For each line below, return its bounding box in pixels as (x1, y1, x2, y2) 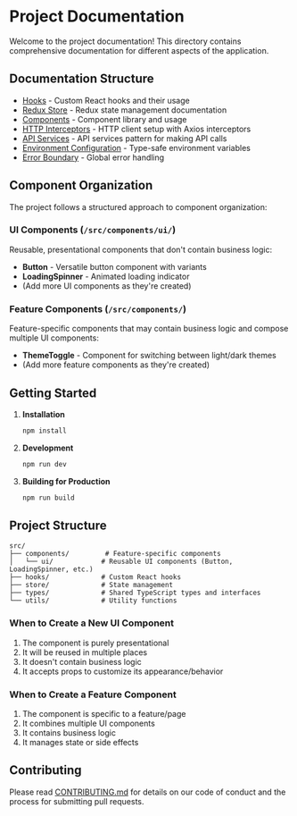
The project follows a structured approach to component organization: (9, 201, 268, 212)
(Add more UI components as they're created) (21, 280, 192, 291)
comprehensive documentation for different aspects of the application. (9, 45, 269, 55)
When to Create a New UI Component (9, 617, 175, 629)
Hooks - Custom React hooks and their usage (21, 95, 190, 105)
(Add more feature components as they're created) (21, 359, 210, 370)
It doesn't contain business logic (21, 656, 143, 667)
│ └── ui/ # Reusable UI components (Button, (9, 557, 234, 567)
